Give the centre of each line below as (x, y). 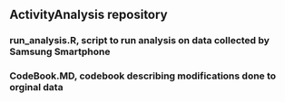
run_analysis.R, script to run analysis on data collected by (140, 41)
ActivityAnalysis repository (88, 15)
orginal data (36, 88)
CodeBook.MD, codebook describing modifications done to (143, 76)
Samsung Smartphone (60, 51)
